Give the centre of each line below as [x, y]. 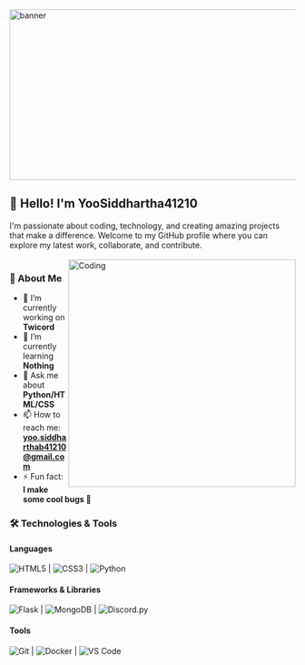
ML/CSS [38, 405]
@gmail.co [44, 457]
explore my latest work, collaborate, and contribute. [106, 245]
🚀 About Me [36, 278]
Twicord [38, 327]
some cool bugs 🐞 [57, 499]
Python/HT [44, 395]
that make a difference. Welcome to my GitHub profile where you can [138, 235]
